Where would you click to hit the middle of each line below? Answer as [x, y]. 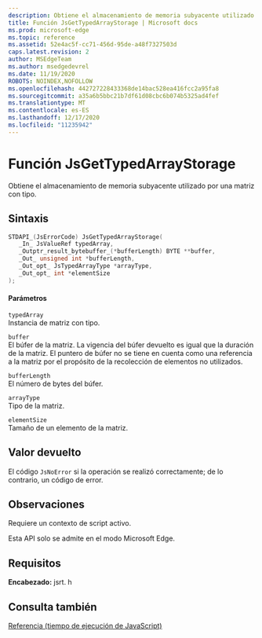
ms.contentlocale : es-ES [49, 111]
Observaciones [46, 505]
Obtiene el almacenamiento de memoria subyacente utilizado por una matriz [131, 185]
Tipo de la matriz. [36, 405]
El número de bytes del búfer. [56, 383]
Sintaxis [29, 219]
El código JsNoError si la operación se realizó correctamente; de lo [116, 471]
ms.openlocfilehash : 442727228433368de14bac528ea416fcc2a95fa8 [114, 88]
